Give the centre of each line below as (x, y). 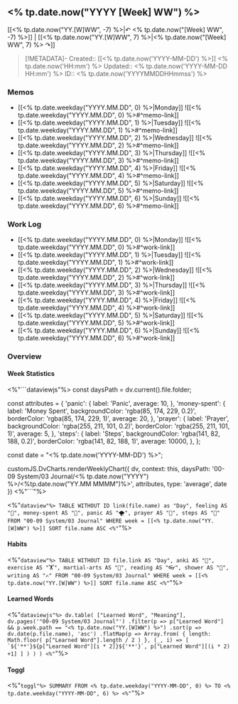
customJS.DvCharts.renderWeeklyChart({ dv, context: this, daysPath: (109, 468)
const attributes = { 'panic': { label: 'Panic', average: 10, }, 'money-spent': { (117, 403)
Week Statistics (31, 373)
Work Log (25, 224)
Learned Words (31, 599)
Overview (25, 357)
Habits (17, 544)
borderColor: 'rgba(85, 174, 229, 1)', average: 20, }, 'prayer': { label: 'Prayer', (118, 418)
